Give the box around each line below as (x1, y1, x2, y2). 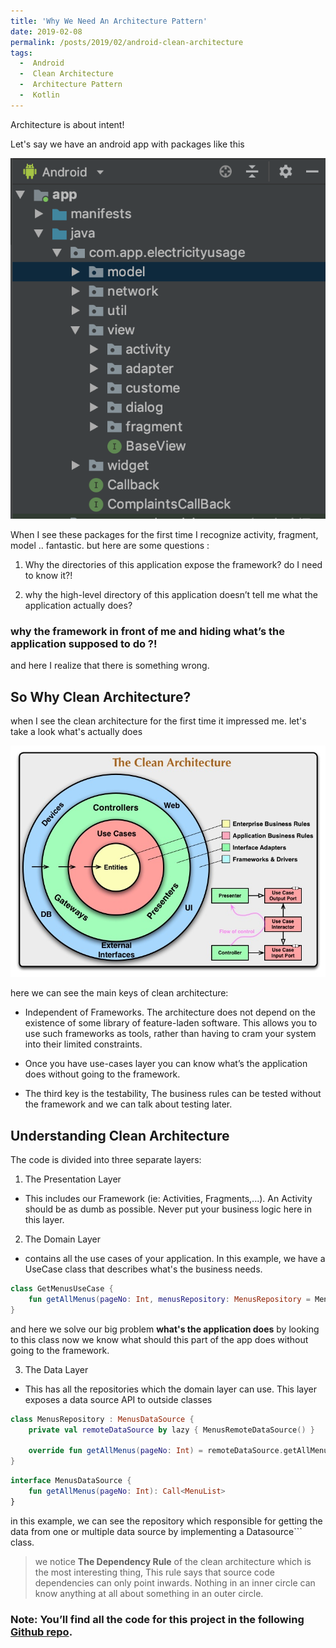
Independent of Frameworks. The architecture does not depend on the (24, 1006, 316, 1019)
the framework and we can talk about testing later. (24, 1098, 233, 1110)
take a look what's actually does (10, 726, 143, 738)
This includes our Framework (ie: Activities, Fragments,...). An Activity (24, 1193, 313, 1205)
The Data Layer (24, 1363, 89, 1375)
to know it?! (24, 570, 73, 582)
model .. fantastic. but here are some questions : (10, 540, 210, 552)
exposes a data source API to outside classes (24, 1393, 213, 1405)
